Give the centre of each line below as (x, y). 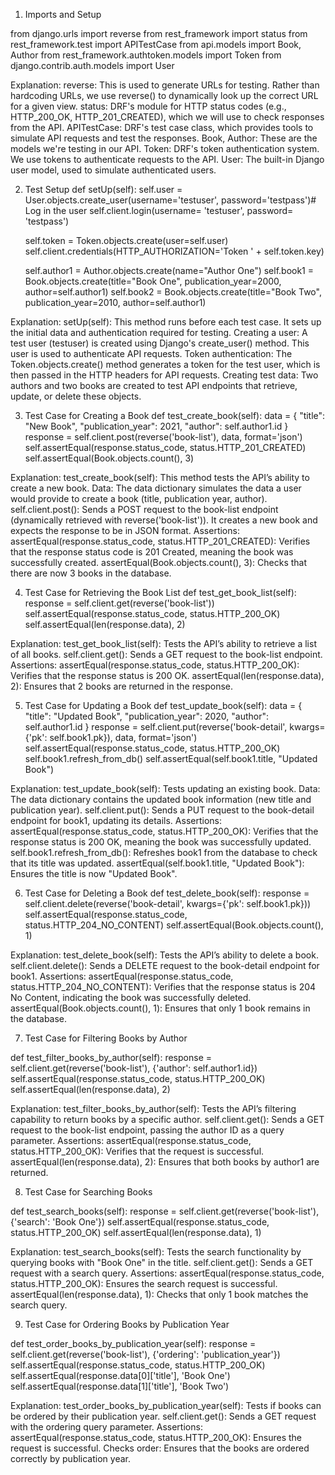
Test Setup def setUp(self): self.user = (103, 189)
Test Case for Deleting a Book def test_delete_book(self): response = (167, 893)
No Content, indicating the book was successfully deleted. (131, 997)
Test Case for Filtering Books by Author (106, 1038)
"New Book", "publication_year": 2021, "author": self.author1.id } (156, 426)
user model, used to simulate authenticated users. (113, 170)
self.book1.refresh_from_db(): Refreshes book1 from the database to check (164, 852)
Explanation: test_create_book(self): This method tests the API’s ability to (160, 477)
